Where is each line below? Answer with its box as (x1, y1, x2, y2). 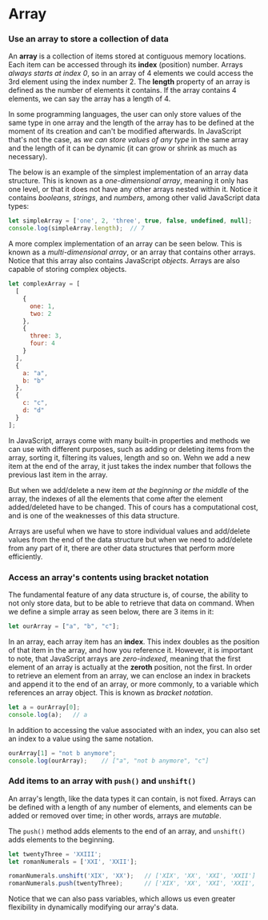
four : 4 (29, 339, 56, 348)
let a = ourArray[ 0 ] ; (8, 703, 81, 711)
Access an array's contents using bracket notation (8, 571, 210, 582)
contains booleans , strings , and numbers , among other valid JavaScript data (8, 193, 261, 202)
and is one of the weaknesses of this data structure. (8, 510, 180, 520)
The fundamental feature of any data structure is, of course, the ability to (8, 590, 249, 600)
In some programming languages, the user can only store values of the (8, 110, 242, 119)
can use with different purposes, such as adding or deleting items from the (8, 444, 254, 454)
